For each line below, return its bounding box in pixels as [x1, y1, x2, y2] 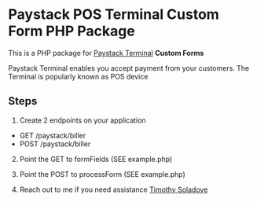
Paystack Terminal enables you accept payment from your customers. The [8, 63, 250, 72]
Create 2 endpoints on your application [19, 116, 147, 125]
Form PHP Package [8, 22, 135, 40]
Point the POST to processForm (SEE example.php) [19, 169, 186, 178]
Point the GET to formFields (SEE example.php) [19, 154, 173, 163]
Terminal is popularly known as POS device [8, 72, 149, 81]
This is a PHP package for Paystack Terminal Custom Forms [8, 48, 204, 57]
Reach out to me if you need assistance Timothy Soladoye [19, 185, 208, 194]
